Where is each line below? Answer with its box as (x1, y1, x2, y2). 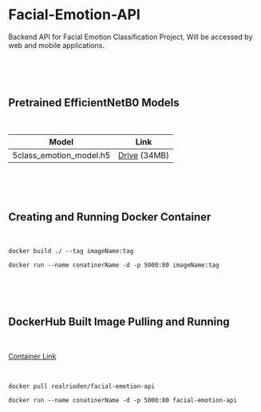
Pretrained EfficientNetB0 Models (8, 96, 180, 109)
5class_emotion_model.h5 (12, 149, 111, 160)
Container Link (8, 351, 57, 361)
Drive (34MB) (118, 149, 170, 160)
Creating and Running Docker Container (8, 210, 212, 224)
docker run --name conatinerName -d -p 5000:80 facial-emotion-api (8, 397, 238, 405)
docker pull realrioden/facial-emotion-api (8, 382, 156, 390)
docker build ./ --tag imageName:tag (8, 247, 134, 255)
